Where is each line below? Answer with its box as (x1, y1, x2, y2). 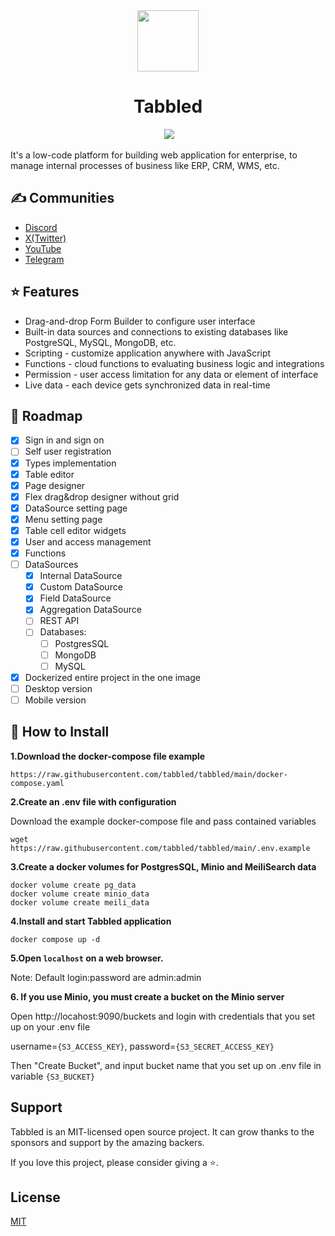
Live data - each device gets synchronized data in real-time (24, 379, 271, 391)
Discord (24, 221, 58, 233)
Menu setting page (24, 513, 103, 525)
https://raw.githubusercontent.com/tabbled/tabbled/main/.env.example (10, 843, 311, 853)
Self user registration (24, 445, 112, 458)
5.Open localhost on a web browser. (10, 952, 164, 964)
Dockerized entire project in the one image (24, 671, 202, 683)
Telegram (24, 253, 65, 265)
